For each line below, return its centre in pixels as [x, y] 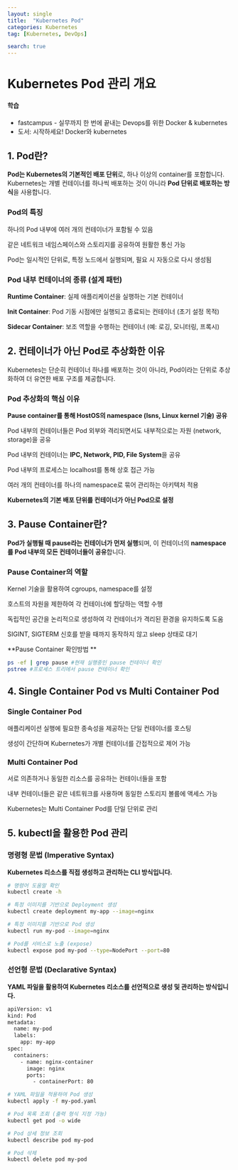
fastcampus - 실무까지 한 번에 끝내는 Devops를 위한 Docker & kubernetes [123, 122]
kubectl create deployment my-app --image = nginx [81, 912]
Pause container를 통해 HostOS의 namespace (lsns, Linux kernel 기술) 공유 [117, 416]
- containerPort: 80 [63, 1082]
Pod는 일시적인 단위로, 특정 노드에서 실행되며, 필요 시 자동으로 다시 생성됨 [109, 259]
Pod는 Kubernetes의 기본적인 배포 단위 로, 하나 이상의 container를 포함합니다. [116, 174]
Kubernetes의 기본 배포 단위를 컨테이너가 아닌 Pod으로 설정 [91, 500]
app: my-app [38, 1042]
